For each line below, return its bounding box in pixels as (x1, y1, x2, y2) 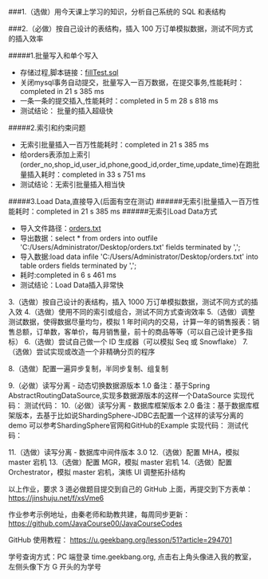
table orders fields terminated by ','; (19, 261, 137, 270)
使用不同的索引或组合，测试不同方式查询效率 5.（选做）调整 (58, 307, 255, 316)
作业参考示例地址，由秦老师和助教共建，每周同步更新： (8, 510, 190, 519)
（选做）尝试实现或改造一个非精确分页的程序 (8, 347, 156, 356)
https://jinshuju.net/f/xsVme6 (8, 493, 104, 503)
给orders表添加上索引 (19, 150, 91, 159)
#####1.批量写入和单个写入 (8, 51, 99, 60)
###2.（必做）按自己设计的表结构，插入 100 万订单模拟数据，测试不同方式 (8, 24, 254, 33)
